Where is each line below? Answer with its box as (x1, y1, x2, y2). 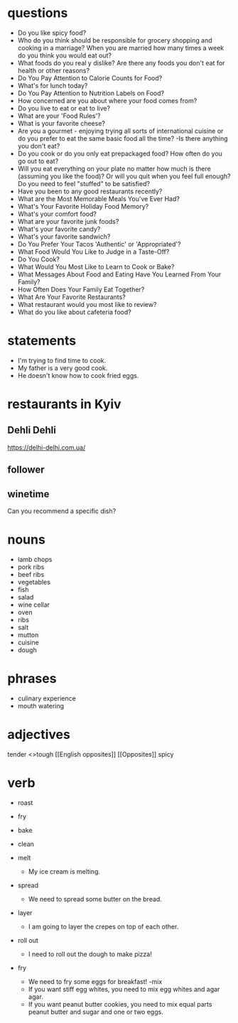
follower (7, 464, 45, 476)
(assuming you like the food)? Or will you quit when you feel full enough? (17, 172, 231, 180)
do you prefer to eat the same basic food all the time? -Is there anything (17, 134, 229, 143)
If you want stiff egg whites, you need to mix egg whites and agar (28, 985, 220, 993)
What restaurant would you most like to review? (17, 300, 157, 308)
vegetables (17, 578, 51, 587)
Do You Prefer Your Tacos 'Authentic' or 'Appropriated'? (17, 239, 181, 248)
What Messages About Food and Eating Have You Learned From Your (17, 270, 222, 278)
